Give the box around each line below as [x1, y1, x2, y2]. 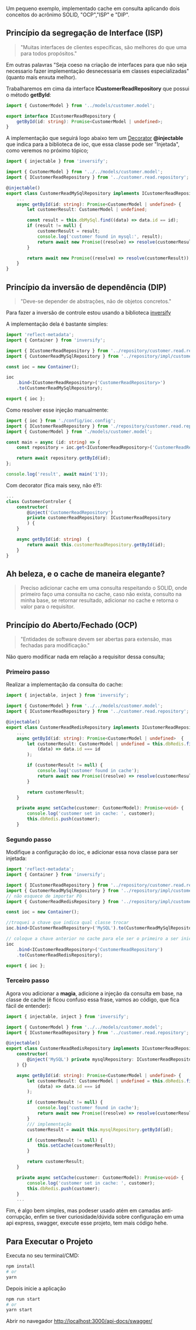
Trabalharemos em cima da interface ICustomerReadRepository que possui [6, 85, 190, 92]
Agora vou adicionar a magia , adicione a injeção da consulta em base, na [6, 990, 183, 997]
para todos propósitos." [20, 50, 77, 57]
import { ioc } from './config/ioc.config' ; [6, 418, 116, 423]
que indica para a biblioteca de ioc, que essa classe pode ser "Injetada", [6, 141, 180, 148]
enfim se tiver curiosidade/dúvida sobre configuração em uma [34, 1213, 184, 1220]
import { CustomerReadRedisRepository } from [6, 898, 118, 904]
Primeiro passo [6, 668, 50, 676]
